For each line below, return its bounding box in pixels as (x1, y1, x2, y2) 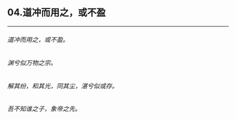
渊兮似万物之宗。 (7, 59, 57, 67)
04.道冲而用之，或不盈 (7, 6, 106, 19)
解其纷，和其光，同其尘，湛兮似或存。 (7, 81, 118, 90)
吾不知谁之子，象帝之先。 (7, 104, 81, 113)
